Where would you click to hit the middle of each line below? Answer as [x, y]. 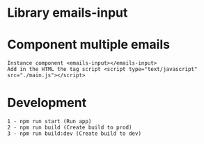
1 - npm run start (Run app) [49, 122]
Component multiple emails [89, 45]
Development [47, 103]
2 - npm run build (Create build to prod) [70, 128]
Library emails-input [68, 13]
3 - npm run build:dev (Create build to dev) [74, 134]
